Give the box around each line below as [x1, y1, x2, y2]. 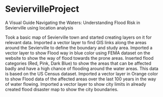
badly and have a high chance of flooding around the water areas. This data [5, 65, 159, 72]
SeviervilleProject [5, 3, 80, 15]
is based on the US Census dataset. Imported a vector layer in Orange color [5, 71, 158, 76]
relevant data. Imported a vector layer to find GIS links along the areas [5, 39, 147, 45]
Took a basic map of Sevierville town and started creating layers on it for [5, 34, 152, 40]
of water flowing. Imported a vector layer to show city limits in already [5, 81, 146, 87]
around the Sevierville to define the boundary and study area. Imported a [5, 45, 153, 50]
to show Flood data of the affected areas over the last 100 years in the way [5, 76, 156, 82]
